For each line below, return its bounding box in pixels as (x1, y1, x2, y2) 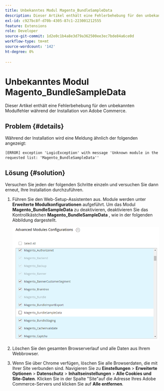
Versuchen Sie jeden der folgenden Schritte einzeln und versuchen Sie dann (5, 182, 159, 188)
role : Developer (5, 28, 38, 34)
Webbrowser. (12, 350, 39, 356)
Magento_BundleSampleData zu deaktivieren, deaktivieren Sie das (12, 207, 148, 213)
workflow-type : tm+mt (5, 39, 49, 44)
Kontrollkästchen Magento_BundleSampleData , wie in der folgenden (12, 212, 153, 218)
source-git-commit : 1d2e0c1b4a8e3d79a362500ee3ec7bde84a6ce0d (5, 34, 134, 39)
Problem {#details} (5, 122, 64, 130)
